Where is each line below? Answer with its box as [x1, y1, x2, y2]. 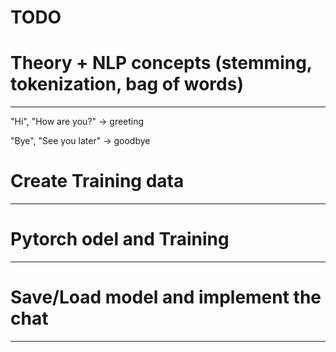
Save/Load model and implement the [10, 286, 322, 309]
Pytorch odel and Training [10, 228, 230, 251]
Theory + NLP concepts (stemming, [10, 52, 313, 75]
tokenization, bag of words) [10, 73, 244, 96]
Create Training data [10, 170, 185, 193]
